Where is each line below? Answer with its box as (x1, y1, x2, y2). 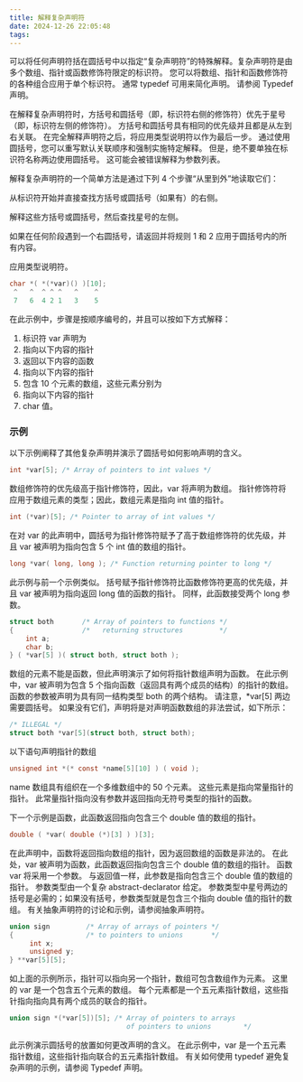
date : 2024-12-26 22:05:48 (9, 22, 111, 31)
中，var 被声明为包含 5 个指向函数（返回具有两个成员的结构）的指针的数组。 (9, 679, 294, 691)
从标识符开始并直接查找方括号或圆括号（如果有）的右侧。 (9, 192, 223, 203)
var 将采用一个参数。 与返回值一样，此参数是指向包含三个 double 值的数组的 (9, 870, 293, 881)
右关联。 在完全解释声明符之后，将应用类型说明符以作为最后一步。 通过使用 (9, 132, 290, 143)
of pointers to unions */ (125, 1022, 252, 1031)
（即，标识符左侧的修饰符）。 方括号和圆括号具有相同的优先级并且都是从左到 (9, 120, 292, 131)
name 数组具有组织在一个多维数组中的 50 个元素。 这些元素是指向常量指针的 (9, 781, 294, 792)
